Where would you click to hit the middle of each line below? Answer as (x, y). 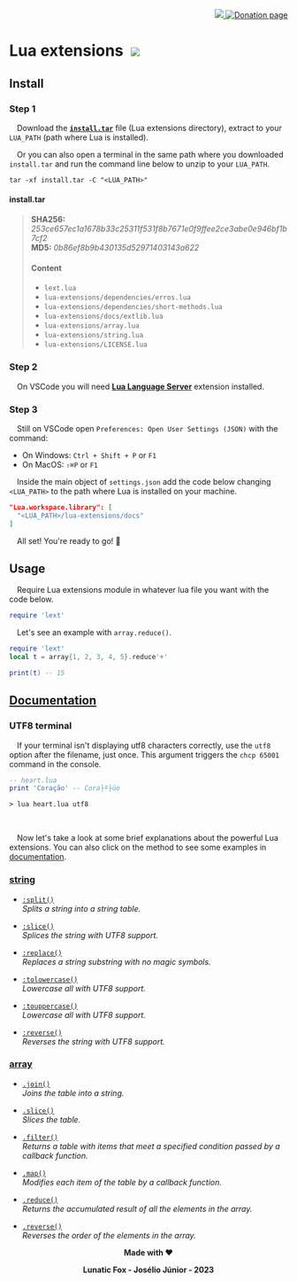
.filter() (40, 1138)
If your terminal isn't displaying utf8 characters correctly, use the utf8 (144, 745)
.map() (34, 1173)
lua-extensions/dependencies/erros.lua (118, 298)
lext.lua (60, 288)
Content (46, 268)
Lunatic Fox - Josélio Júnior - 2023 (148, 1270)
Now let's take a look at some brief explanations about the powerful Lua (148, 838)
